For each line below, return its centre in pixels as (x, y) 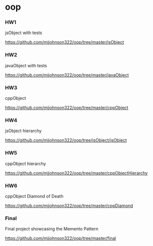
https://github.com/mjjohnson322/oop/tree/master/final (61, 238)
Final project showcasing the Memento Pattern (52, 229)
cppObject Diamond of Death (34, 196)
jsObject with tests (24, 33)
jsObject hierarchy (24, 131)
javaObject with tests (26, 65)
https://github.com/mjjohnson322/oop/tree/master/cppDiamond (69, 206)
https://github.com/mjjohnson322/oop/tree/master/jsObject (65, 42)
